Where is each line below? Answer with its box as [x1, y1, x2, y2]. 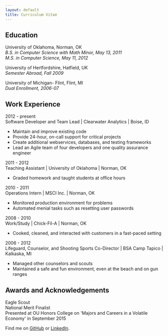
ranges [12, 271, 28, 277]
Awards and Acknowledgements [5, 286, 110, 295]
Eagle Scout [5, 299, 30, 305]
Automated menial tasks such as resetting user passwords [12, 205, 134, 211]
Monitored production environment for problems [12, 200, 113, 206]
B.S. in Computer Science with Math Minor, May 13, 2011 [5, 50, 122, 56]
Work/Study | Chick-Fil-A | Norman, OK [5, 220, 87, 226]
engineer [12, 150, 32, 156]
